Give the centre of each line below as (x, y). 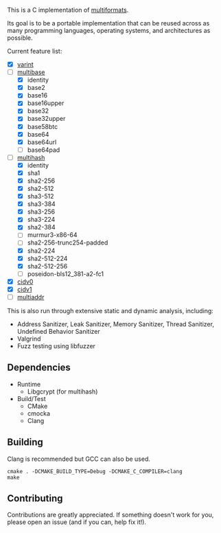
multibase (31, 72)
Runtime (29, 384)
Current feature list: (35, 51)
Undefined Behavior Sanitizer (59, 331)
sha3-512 (40, 196)
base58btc (43, 126)
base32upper (46, 119)
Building (25, 442)
